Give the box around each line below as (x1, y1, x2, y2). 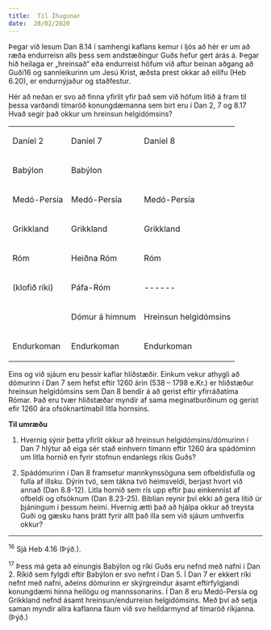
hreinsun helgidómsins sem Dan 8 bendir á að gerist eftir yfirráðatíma (8, 386, 239, 396)
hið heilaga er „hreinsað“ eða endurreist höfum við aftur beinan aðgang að (8, 58, 254, 69)
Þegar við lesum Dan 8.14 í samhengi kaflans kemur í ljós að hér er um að (8, 41, 251, 51)
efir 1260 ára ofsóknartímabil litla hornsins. (8, 404, 150, 413)
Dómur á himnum (71, 311, 136, 322)
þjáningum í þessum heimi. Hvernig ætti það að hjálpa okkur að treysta (19, 502, 255, 512)
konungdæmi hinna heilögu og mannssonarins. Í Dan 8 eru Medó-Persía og (8, 587, 258, 597)
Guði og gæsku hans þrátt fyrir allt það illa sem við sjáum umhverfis (19, 510, 244, 520)
